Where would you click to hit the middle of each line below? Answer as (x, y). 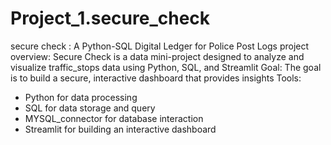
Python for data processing (81, 97)
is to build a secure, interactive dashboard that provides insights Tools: (156, 78)
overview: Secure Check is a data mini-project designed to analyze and (157, 56)
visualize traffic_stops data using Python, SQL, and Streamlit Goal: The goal (166, 67)
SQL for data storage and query (90, 108)
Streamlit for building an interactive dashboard (120, 129)
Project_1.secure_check (110, 18)
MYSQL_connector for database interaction (114, 118)
